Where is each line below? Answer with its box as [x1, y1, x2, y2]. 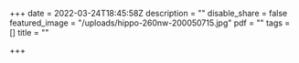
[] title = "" [9, 27, 49, 37]
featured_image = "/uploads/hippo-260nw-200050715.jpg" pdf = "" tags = [9, 17, 291, 28]
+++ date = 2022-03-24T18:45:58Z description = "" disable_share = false [9, 8, 288, 18]
